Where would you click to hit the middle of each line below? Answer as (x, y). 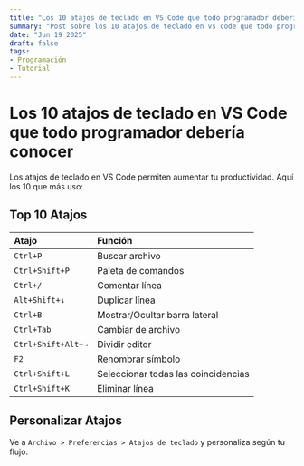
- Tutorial (30, 69)
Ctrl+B (28, 315)
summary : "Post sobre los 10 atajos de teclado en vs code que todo (141, 26)
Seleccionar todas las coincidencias (173, 374)
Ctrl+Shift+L (42, 374)
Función (114, 240)
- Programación (38, 60)
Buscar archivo (128, 256)
